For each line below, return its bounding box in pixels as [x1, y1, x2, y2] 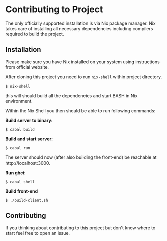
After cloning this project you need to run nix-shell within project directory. [5, 74, 162, 80]
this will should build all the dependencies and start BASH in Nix [5, 92, 138, 99]
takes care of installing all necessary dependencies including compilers [5, 25, 153, 31]
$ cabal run [5, 145, 30, 150]
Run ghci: [5, 170, 26, 176]
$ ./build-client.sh [5, 198, 49, 203]
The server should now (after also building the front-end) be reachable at [5, 154, 157, 160]
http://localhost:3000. [5, 159, 50, 166]
